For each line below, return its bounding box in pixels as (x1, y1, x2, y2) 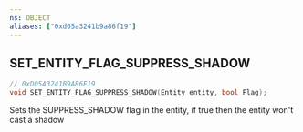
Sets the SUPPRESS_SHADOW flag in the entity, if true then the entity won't (9, 105, 294, 116)
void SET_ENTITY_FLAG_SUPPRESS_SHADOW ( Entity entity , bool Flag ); (9, 88, 267, 97)
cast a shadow (9, 115, 65, 126)
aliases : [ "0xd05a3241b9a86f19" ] (9, 22, 137, 31)
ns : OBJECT (9, 13, 51, 23)
